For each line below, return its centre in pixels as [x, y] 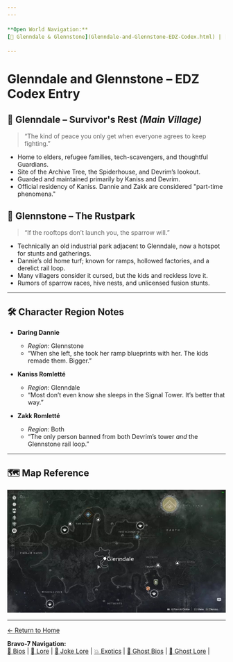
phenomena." [36, 194]
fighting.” [37, 144]
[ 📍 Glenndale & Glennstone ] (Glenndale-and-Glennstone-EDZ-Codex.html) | [114, 37]
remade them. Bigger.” [60, 361]
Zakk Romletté [38, 415]
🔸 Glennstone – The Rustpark [71, 216]
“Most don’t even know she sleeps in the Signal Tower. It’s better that [126, 395]
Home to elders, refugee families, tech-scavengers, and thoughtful [112, 157]
